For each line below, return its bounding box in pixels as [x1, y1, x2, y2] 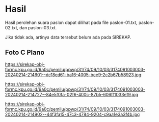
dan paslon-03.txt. [19, 24, 57, 30]
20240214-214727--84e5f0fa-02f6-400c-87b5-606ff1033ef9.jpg [5, 91, 138, 97]
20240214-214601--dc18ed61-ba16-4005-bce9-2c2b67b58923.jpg [5, 72, 141, 78]
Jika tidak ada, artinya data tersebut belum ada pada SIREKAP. [5, 34, 132, 40]
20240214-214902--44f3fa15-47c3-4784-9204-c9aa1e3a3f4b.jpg [5, 111, 140, 117]
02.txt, [5, 24, 19, 30]
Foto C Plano [5, 48, 45, 57]
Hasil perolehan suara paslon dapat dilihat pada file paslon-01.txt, [5, 20, 138, 25]
